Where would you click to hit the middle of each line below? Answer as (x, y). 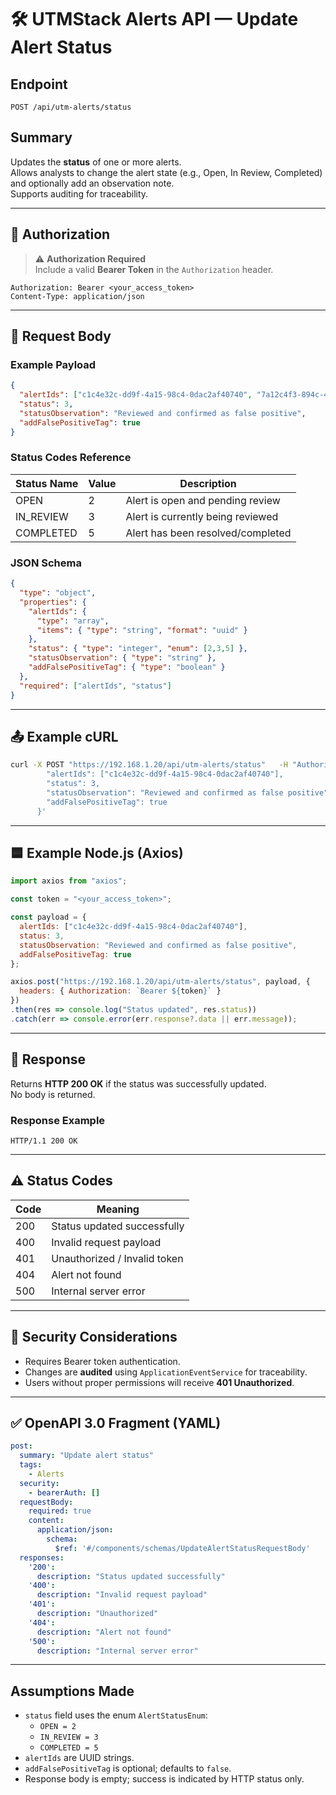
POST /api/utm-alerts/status (71, 107)
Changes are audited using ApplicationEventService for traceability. (166, 1372)
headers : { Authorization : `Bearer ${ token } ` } (120, 991)
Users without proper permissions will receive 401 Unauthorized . (159, 1382)
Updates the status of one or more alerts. (96, 162)
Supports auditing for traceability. (79, 193)
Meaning (118, 1209)
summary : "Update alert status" (87, 1456)
